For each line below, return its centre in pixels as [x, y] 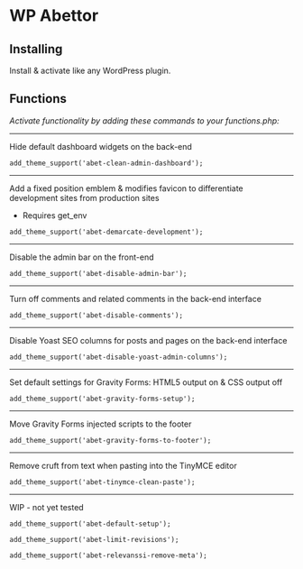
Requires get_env [55, 215]
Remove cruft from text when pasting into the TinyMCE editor [123, 465]
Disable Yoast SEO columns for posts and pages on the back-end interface [148, 340]
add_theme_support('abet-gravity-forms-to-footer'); [110, 440]
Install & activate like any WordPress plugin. [90, 70]
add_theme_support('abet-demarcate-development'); [106, 232]
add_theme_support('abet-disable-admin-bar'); [98, 273]
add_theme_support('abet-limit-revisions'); [94, 539]
